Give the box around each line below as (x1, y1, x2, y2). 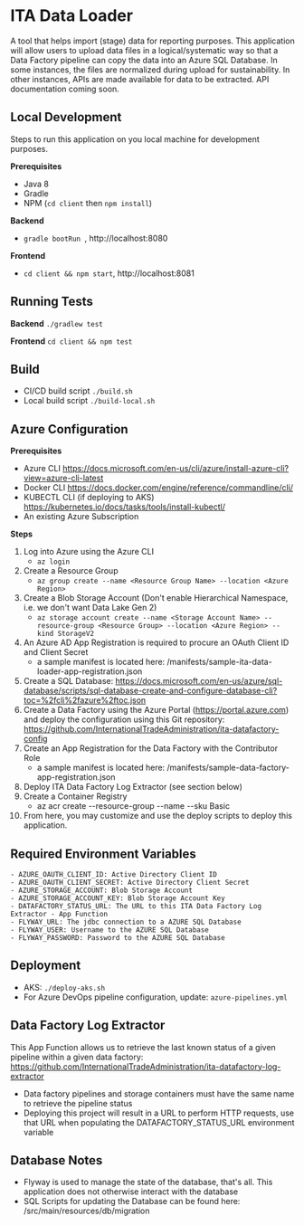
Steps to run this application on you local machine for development (10, 133, 261, 145)
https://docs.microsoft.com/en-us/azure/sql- (115, 676, 283, 687)
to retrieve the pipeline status (23, 1097, 133, 1108)
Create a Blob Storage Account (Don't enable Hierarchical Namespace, (23, 593, 289, 603)
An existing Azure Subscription (23, 511, 139, 522)
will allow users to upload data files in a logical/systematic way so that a (10, 44, 279, 55)
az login (36, 557, 71, 566)
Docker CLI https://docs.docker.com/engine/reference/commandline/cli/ (23, 482, 293, 493)
